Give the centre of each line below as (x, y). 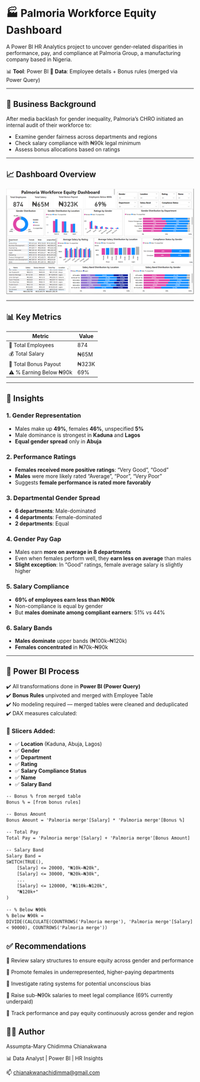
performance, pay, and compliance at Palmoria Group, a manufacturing (93, 53)
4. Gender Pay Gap (34, 539)
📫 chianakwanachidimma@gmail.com (53, 1072)
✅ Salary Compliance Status (51, 771)
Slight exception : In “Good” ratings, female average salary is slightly (99, 565)
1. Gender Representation (44, 416)
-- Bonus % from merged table (44, 796)
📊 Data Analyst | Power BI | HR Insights (54, 1058)
